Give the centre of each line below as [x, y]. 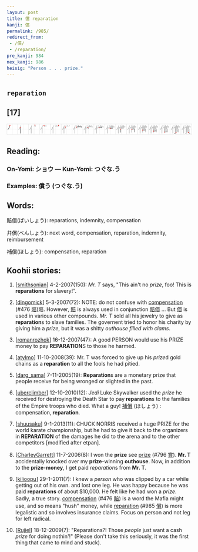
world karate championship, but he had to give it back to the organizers [102, 430]
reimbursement [25, 240]
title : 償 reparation [33, 19]
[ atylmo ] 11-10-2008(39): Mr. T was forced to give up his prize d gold [98, 357]
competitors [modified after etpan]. [58, 443]
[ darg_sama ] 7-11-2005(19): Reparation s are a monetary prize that [95, 375]
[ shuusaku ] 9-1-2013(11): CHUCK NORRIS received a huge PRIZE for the [102, 424]
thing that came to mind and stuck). [58, 543]
